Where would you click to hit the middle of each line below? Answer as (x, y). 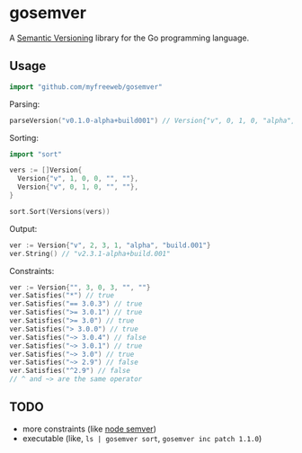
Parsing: (25, 104)
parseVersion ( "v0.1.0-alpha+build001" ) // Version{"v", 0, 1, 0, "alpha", (152, 120)
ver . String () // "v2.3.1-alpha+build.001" (90, 253)
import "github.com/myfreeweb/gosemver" (86, 87)
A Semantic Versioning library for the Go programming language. (129, 38)
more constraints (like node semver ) (89, 429)
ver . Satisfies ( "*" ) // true (62, 296)
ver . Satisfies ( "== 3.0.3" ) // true (76, 304)
